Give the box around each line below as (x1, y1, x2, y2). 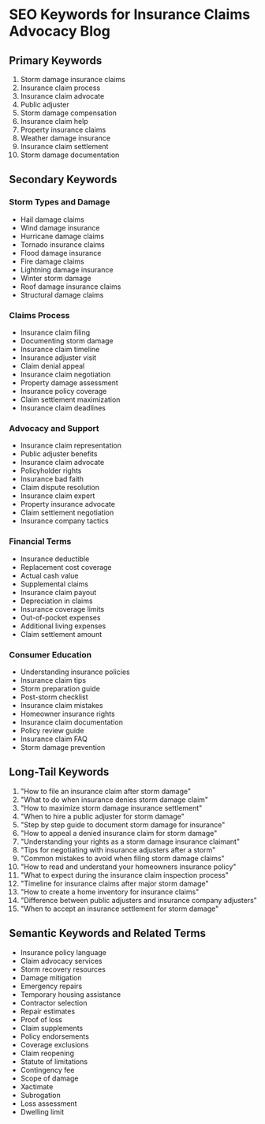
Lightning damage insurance (20, 264, 114, 274)
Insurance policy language (20, 947, 107, 957)
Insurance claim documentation (20, 717, 123, 727)
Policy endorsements (20, 1032, 90, 1041)
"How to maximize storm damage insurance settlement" (20, 803, 203, 812)
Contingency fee (20, 1065, 75, 1074)
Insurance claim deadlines (20, 403, 106, 412)
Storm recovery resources (20, 965, 106, 974)
